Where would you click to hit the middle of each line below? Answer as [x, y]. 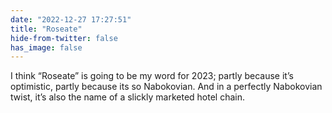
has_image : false [46, 47]
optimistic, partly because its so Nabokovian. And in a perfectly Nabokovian [166, 87]
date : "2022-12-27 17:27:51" [71, 19]
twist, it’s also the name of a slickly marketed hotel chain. [128, 97]
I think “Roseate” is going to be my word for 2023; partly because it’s [152, 76]
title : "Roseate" [46, 29]
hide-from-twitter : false [64, 38]
